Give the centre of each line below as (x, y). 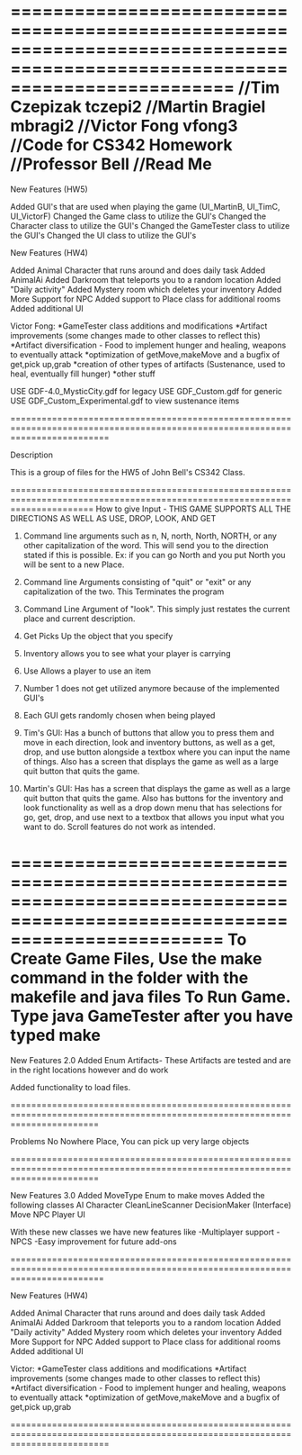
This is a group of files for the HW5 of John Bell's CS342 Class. (128, 472)
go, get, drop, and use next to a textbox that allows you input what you (154, 817)
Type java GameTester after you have (152, 1016)
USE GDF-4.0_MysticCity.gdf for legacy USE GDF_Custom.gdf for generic (146, 391)
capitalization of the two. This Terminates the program (124, 592)
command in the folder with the (129, 978)
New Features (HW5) (49, 189)
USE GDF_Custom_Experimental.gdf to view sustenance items (125, 401)
